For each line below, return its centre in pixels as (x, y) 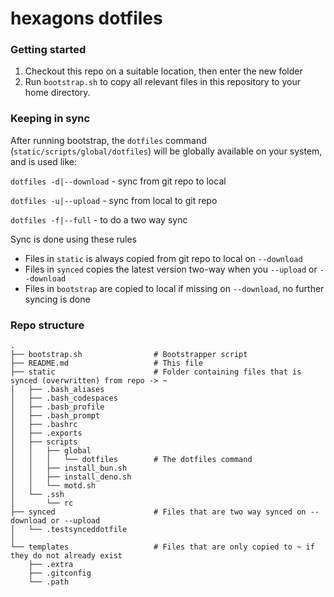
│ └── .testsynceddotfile (69, 530)
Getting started (48, 50)
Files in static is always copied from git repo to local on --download (163, 258)
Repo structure (47, 325)
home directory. (57, 93)
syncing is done (57, 299)
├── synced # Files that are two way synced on (158, 512)
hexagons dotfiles (86, 18)
